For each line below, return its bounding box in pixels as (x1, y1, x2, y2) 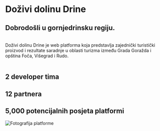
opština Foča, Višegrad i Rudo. (5, 53, 69, 59)
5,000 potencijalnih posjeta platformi (5, 107, 124, 115)
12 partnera (5, 89, 42, 98)
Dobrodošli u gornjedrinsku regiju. (5, 24, 115, 32)
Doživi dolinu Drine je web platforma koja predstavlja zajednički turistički (5, 42, 155, 48)
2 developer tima (5, 73, 59, 81)
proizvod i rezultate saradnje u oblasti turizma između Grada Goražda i (5, 48, 152, 53)
